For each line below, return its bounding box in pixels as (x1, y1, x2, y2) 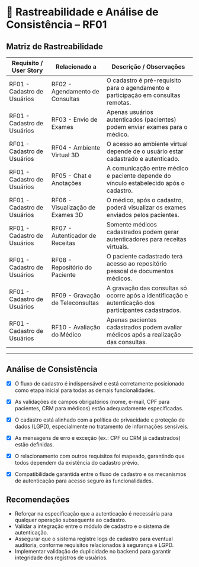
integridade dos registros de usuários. (14, 554, 108, 561)
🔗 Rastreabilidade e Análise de (6, 5, 159, 19)
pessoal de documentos (106, 267, 174, 275)
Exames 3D (51, 211, 84, 219)
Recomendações (6, 494, 70, 504)
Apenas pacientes (106, 316, 157, 324)
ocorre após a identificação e (106, 291, 188, 299)
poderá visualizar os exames (106, 203, 187, 212)
